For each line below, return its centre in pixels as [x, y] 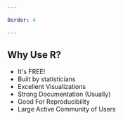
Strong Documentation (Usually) [64, 94]
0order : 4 [22, 20]
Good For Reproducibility [53, 102]
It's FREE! [31, 72]
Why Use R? [34, 55]
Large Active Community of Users [66, 109]
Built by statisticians [46, 79]
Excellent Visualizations [52, 87]
